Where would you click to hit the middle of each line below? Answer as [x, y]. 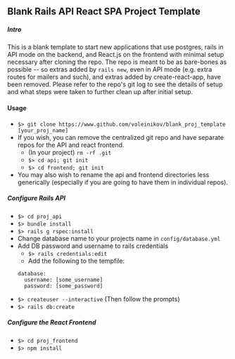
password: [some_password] [64, 286]
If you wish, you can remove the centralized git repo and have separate [120, 137]
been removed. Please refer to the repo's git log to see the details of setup [115, 84]
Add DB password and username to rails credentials [93, 246]
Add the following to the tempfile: [76, 261]
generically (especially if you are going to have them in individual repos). [123, 182]
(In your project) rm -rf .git [70, 152]
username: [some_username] [64, 280]
